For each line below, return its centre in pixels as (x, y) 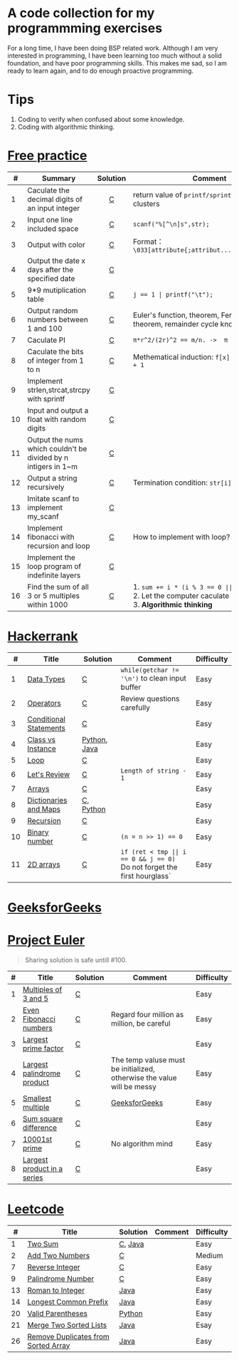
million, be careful (141, 1023)
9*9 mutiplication (57, 290)
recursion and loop (59, 545)
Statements (47, 728)
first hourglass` (146, 876)
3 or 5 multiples (54, 595)
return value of (158, 195)
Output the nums (55, 440)
